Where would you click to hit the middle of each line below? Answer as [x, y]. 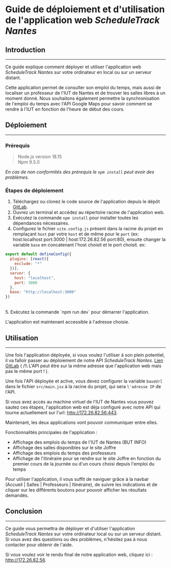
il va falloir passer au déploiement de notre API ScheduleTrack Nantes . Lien [84, 360]
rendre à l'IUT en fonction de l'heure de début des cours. [65, 109]
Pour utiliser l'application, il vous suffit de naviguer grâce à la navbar [77, 479]
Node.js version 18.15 [40, 157]
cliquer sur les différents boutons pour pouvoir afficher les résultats [76, 490]
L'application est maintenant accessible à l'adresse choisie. [67, 322]
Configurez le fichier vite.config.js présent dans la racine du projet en [88, 229]
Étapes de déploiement [34, 191]
